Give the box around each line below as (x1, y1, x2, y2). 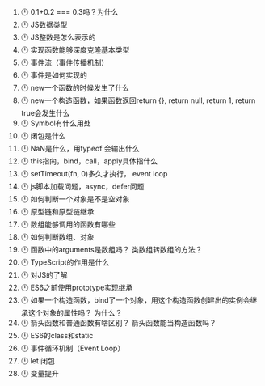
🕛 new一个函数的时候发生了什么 (20, 83, 130, 92)
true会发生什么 (20, 108, 71, 117)
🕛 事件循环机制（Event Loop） (20, 343, 125, 353)
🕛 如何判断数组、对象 (20, 232, 95, 241)
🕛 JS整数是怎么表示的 (20, 32, 96, 42)
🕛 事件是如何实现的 (20, 70, 87, 79)
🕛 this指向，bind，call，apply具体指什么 (20, 156, 158, 166)
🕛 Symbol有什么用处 (20, 118, 91, 128)
